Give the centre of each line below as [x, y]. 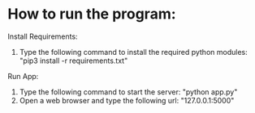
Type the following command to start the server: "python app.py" [128, 92]
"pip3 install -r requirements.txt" [73, 61]
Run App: [23, 76]
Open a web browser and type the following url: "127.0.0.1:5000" [127, 100]
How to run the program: [92, 14]
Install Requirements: [43, 36]
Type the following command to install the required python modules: [134, 52]
